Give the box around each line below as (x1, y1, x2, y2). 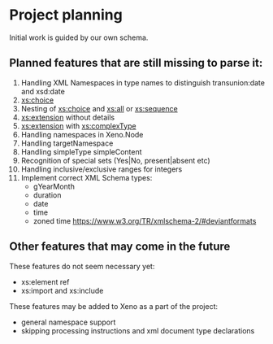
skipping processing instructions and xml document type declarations (20, 325, 255, 335)
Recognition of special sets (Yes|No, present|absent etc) (20, 155, 210, 165)
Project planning (9, 6, 123, 24)
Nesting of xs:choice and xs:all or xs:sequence (20, 103, 178, 113)
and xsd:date (20, 86, 66, 96)
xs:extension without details (20, 112, 115, 122)
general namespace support (20, 317, 116, 327)
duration (32, 189, 62, 200)
